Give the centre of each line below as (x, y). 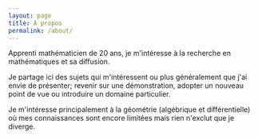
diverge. (22, 127)
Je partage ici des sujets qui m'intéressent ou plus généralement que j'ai (128, 77)
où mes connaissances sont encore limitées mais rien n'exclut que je (121, 118)
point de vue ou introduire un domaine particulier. (89, 94)
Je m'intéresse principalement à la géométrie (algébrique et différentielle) (129, 109)
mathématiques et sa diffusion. (59, 62)
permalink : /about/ (41, 30)
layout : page (30, 16)
